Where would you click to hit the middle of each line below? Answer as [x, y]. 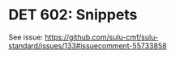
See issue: [26, 37]
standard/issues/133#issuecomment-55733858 [88, 45]
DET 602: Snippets [73, 15]
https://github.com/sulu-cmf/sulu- [101, 37]
